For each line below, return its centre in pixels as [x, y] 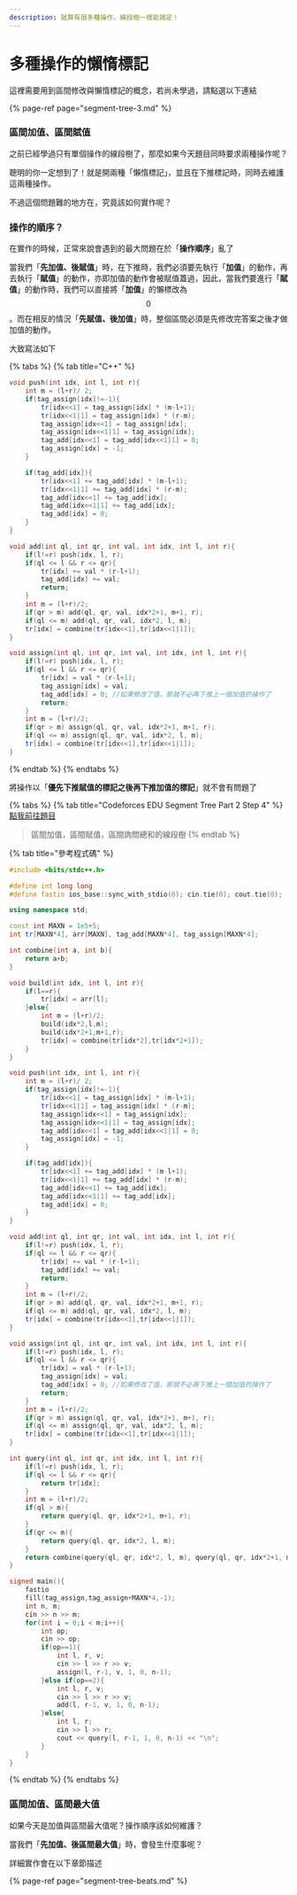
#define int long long [51, 886]
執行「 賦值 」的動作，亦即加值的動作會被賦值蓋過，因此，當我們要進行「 [148, 278]
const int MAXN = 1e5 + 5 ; [55, 926]
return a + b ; [47, 958]
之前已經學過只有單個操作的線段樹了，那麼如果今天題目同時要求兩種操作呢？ [148, 153]
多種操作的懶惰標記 [79, 64]
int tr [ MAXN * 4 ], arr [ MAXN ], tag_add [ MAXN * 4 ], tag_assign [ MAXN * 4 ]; [134, 935]
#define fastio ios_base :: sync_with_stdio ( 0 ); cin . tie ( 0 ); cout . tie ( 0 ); [146, 894]
